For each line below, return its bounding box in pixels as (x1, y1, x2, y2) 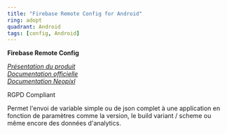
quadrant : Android (7, 23, 61, 30)
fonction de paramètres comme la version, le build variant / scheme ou (7, 112, 212, 120)
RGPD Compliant (7, 91, 56, 99)
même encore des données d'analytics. (7, 119, 121, 128)
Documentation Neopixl (7, 77, 76, 86)
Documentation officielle (7, 70, 78, 78)
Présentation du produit (7, 62, 76, 70)
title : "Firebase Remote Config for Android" (7, 10, 142, 17)
